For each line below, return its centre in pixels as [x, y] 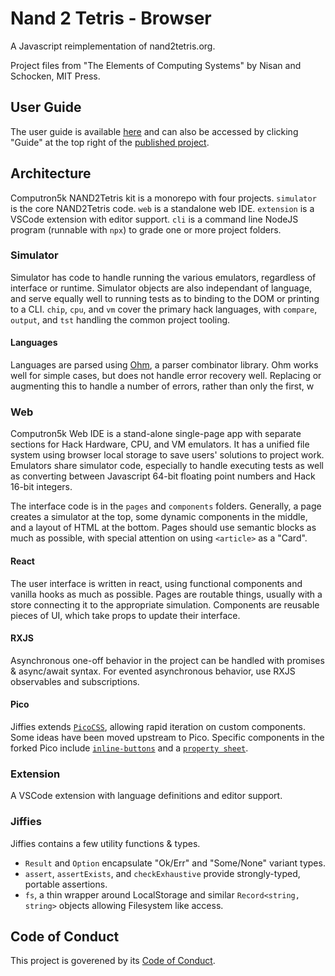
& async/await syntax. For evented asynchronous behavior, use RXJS [153, 671]
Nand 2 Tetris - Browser [111, 18]
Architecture [51, 173]
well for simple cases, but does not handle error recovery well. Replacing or [166, 376]
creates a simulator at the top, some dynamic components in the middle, [159, 517]
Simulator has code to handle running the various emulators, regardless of [163, 277]
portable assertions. [66, 884]
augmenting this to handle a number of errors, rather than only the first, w [162, 386]
